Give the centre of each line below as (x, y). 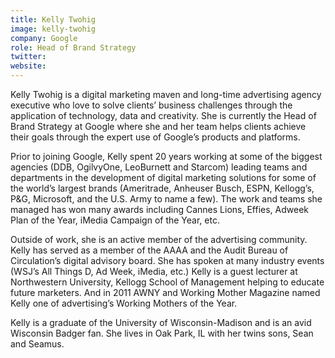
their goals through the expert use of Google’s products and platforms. (155, 137)
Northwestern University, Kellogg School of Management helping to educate (167, 282)
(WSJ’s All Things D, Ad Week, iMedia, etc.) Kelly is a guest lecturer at (154, 271)
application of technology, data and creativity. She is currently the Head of (163, 115)
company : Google (44, 38)
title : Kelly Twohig (53, 19)
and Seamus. (37, 344)
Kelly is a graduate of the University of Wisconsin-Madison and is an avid (161, 322)
